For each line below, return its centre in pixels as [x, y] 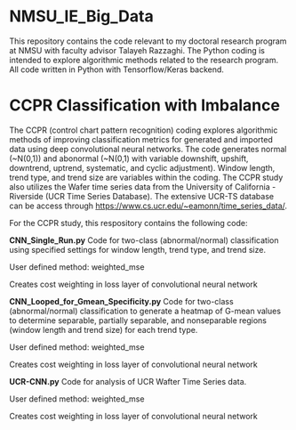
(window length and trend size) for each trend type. [104, 329]
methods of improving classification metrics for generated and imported [141, 139]
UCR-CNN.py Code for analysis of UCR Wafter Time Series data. [128, 381]
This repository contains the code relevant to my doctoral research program [148, 41]
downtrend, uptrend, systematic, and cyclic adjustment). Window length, [142, 167]
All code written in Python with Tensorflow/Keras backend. [117, 69]
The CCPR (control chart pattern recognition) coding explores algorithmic [144, 130]
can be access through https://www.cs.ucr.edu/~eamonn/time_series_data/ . [148, 206]
